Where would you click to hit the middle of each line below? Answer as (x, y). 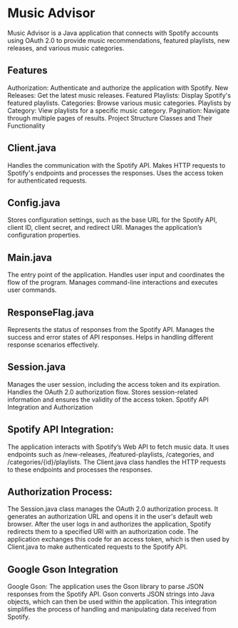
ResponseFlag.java (51, 312)
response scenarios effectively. (53, 345)
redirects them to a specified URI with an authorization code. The (103, 532)
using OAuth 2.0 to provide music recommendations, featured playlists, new (119, 40)
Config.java (34, 202)
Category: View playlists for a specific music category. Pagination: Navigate (119, 110)
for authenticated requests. (47, 181)
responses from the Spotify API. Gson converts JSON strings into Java (111, 594)
